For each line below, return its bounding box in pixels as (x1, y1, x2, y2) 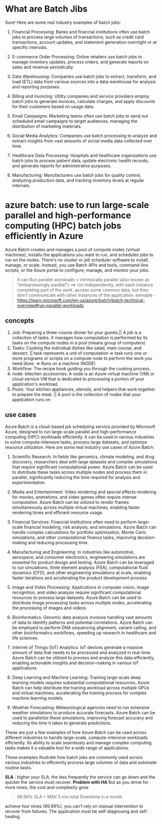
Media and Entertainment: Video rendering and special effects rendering (12, 489, 156, 495)
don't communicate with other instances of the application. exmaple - (16, 292, 156, 298)
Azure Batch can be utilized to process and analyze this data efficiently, (12, 654, 155, 660)
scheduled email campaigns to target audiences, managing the (12, 118, 138, 124)
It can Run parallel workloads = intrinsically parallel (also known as (16, 276, 150, 282)
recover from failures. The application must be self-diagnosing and (5, 808, 138, 814)
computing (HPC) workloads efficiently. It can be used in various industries (5, 434, 155, 440)
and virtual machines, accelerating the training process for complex (12, 690, 147, 696)
